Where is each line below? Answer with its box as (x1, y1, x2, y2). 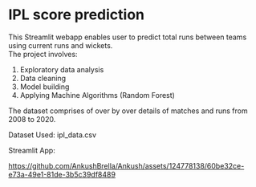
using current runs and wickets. (8, 40, 113, 50)
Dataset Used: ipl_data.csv (8, 130, 97, 140)
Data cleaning (19, 73, 67, 83)
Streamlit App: (8, 145, 56, 155)
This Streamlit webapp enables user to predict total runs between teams (8, 32, 247, 42)
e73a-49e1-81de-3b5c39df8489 (8, 169, 116, 179)
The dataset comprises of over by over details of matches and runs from (8, 106, 248, 116)
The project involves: (8, 49, 78, 59)
